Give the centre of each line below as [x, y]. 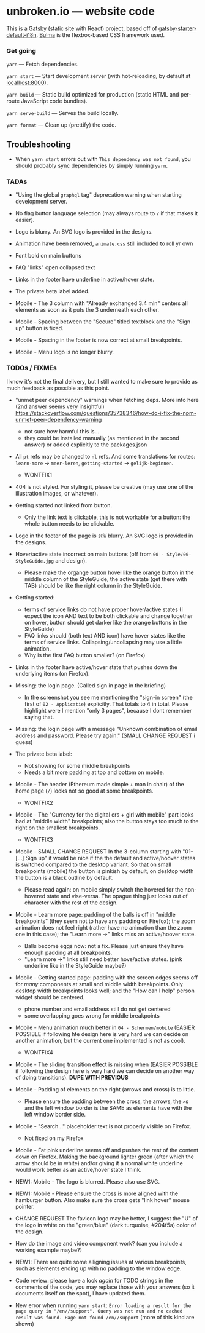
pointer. [25, 1206]
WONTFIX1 [38, 475]
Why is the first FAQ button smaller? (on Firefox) [85, 655]
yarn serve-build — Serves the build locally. [63, 113]
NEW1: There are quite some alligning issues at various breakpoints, [101, 1262]
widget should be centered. [50, 997]
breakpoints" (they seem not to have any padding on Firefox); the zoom [105, 921]
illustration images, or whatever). [57, 493]
